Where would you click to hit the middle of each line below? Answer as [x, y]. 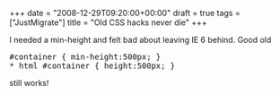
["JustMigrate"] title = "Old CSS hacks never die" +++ [109, 22]
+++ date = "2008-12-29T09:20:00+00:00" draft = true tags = [125, 13]
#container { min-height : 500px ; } [85, 57]
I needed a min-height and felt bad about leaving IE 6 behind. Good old [140, 40]
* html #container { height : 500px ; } [92, 66]
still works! [29, 83]
